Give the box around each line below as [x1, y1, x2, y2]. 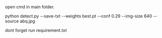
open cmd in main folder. [5, 4, 55, 9]
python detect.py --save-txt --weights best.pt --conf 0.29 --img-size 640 [5, 13, 152, 19]
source [5, 19, 19, 24]
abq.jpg [20, 19, 35, 24]
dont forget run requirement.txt [5, 28, 67, 33]
